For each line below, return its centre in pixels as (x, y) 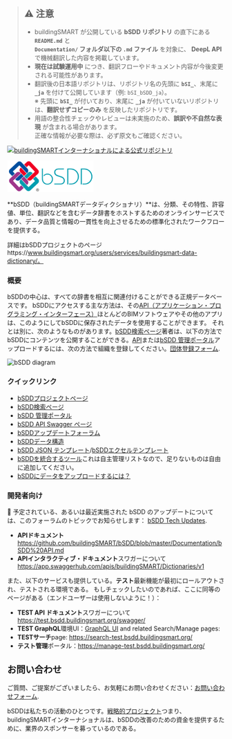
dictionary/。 (26, 261)
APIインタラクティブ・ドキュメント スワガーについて (92, 558)
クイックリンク (32, 382)
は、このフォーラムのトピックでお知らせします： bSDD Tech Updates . (107, 520)
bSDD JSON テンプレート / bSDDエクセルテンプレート (93, 450)
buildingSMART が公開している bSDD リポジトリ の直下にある (122, 32)
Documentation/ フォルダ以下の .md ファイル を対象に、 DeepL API (128, 49)
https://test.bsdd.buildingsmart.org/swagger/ (81, 620)
